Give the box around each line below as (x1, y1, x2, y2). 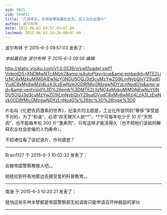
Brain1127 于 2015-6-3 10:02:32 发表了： (5, 152, 88, 158)
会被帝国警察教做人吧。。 (5, 163, 56, 169)
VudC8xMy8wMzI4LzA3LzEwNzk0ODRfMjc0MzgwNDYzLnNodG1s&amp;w (5, 81, 160, 87)
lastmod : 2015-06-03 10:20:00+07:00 (5, 30, 81, 35)
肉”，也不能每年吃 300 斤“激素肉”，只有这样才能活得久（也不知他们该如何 (5, 120, 157, 126)
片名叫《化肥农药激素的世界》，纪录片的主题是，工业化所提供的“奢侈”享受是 (5, 108, 160, 113)
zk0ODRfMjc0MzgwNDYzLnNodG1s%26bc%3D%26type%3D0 (5, 97, 136, 103)
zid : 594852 (5, 12, 30, 17)
